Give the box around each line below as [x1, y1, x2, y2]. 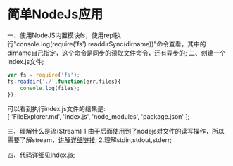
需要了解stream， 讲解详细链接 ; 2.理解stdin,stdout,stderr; [7, 136, 172, 144]
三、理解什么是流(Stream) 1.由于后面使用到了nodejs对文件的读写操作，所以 [7, 127, 225, 136]
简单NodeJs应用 [7, 6, 103, 23]
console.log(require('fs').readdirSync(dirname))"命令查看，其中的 [16, 39, 206, 48]
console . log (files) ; [20, 84, 80, 91]
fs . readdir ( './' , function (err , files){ [7, 78, 121, 85]
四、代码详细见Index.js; [7, 151, 75, 159]
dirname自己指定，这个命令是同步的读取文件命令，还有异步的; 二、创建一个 [7, 49, 227, 57]
